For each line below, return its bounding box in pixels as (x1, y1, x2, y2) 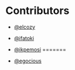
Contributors (5, 4, 70, 17)
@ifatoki (13, 34, 35, 41)
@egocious (13, 57, 42, 64)
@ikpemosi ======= (13, 45, 67, 53)
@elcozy (13, 23, 36, 30)
